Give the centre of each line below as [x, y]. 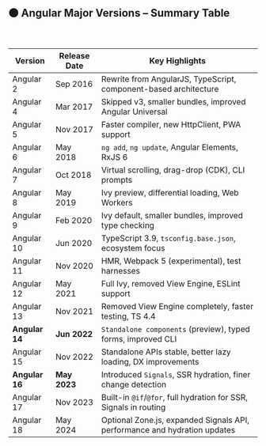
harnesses [121, 270]
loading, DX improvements [150, 361]
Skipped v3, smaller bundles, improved [173, 101]
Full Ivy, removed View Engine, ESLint [171, 283]
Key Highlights [177, 60]
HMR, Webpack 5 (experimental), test [171, 261]
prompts [117, 180]
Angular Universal [134, 111]
